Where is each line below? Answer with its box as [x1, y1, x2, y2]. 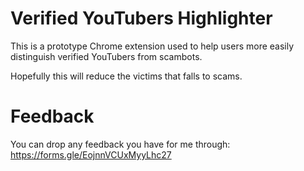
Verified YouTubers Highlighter [10, 7, 273, 30]
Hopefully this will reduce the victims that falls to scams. [10, 70, 243, 82]
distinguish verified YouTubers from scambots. [10, 50, 203, 62]
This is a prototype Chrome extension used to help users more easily [10, 40, 295, 52]
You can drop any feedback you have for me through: [10, 138, 231, 150]
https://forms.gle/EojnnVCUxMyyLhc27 [10, 148, 172, 161]
